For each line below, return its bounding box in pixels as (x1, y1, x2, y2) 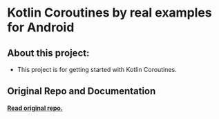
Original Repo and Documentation (7, 85, 156, 98)
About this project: (7, 47, 90, 59)
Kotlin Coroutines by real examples (7, 5, 212, 21)
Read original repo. (7, 104, 64, 112)
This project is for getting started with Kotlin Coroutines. (17, 66, 178, 73)
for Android (7, 19, 75, 35)
